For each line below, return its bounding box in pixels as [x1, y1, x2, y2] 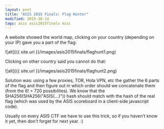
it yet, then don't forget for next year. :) [5, 118, 84, 124]
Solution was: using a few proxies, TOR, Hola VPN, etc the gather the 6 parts [5, 77, 160, 83]
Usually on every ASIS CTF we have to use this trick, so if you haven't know [5, 113, 158, 119]
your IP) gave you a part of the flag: [5, 40, 77, 46]
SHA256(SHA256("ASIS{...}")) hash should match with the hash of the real [5, 93, 155, 99]
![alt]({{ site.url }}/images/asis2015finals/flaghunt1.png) [5, 49, 117, 55]
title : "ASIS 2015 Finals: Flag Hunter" [5, 12, 89, 17]
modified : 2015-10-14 [5, 16, 49, 21]
